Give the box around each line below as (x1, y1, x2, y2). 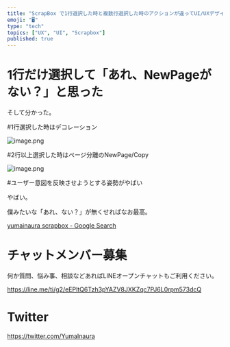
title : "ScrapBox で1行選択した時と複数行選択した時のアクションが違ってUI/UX (7, 10, 210, 17)
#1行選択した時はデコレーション (7, 123, 98, 131)
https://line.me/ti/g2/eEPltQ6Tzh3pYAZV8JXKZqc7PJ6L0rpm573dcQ (7, 285, 202, 294)
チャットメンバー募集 (7, 248, 127, 263)
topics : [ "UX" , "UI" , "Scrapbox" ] (7, 29, 106, 36)
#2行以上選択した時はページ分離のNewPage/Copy (7, 151, 149, 159)
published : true (7, 36, 53, 43)
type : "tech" (7, 23, 44, 29)
